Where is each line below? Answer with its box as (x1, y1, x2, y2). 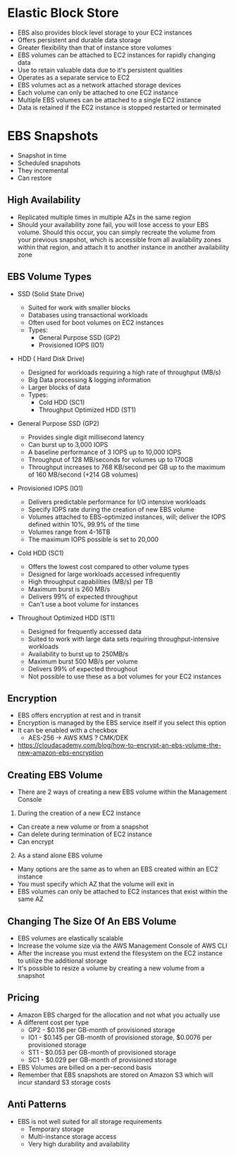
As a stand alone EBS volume (17, 851, 103, 860)
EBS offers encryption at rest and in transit (17, 711, 141, 720)
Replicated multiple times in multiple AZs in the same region (17, 213, 192, 221)
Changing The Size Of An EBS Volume (7, 915, 177, 927)
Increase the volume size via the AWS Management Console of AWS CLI (17, 941, 228, 950)
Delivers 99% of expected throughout (27, 664, 138, 673)
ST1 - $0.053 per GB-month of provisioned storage (27, 1048, 176, 1056)
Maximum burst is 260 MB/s (27, 585, 111, 593)
